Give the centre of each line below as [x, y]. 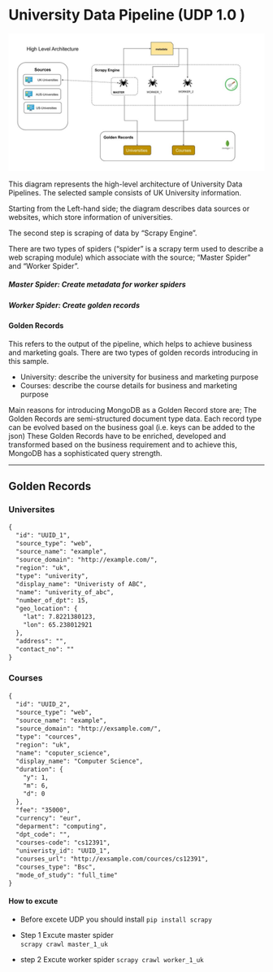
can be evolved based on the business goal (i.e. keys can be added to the [132, 427]
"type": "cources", [49, 737]
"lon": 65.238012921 [58, 625]
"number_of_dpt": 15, [52, 601]
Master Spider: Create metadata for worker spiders [97, 285]
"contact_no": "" [45, 650]
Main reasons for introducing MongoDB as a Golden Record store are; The [133, 409]
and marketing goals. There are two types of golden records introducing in [133, 352]
